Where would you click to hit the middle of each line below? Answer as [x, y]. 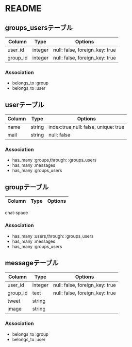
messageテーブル [32, 263]
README [23, 9]
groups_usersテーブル [39, 28]
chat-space [16, 213]
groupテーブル [27, 187]
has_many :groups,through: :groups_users [54, 160]
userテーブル [25, 105]
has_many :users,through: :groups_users [53, 236]
